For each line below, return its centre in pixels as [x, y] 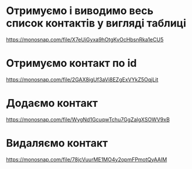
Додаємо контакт [52, 103]
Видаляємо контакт [57, 143]
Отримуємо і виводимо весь [80, 11]
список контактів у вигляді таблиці [96, 23]
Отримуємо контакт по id [71, 63]
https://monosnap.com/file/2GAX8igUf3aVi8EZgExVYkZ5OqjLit [82, 79]
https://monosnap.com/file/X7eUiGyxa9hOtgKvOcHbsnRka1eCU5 [85, 39]
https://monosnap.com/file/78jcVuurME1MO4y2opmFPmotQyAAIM [87, 159]
